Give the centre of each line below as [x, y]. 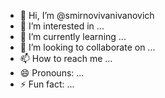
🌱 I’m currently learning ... [73, 36]
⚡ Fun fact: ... [47, 84]
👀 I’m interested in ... [62, 26]
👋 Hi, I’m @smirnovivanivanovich [87, 15]
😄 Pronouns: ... [52, 73]
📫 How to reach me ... [66, 58]
